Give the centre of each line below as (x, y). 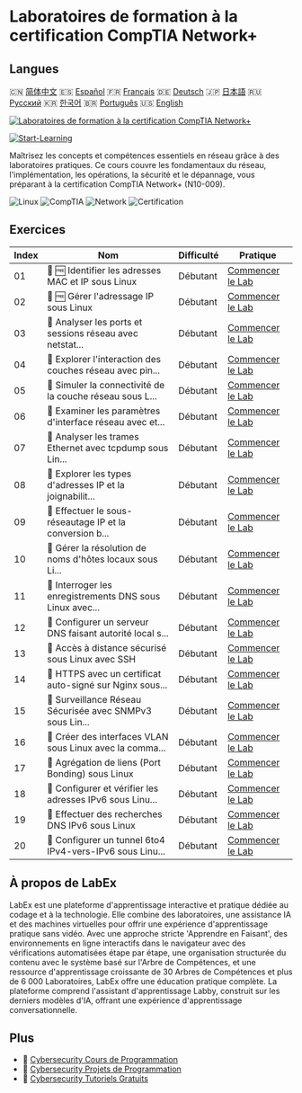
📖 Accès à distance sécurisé (107, 647)
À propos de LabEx (63, 883)
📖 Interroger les (80, 584)
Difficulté (199, 255)
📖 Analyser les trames (93, 436)
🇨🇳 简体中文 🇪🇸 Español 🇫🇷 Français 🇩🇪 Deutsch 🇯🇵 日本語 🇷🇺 (136, 91)
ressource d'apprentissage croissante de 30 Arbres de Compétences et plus (151, 972)
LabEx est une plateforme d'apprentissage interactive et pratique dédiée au (149, 904)
